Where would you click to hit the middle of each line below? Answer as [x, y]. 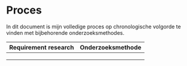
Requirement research [42, 47]
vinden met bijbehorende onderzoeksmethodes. [65, 32]
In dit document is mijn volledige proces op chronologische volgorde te [93, 27]
